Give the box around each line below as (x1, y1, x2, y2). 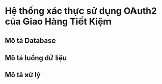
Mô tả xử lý (5, 71, 41, 79)
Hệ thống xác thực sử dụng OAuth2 (5, 5, 157, 17)
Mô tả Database (5, 36, 56, 45)
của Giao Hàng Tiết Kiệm (5, 16, 112, 27)
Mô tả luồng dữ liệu (5, 53, 67, 62)
